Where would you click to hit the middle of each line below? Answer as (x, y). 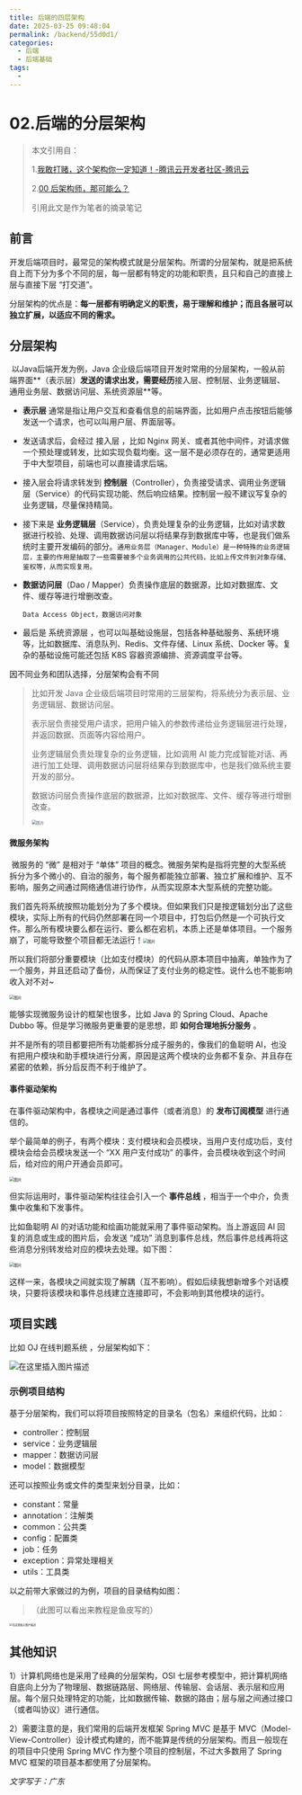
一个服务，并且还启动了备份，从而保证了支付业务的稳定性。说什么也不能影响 (151, 970)
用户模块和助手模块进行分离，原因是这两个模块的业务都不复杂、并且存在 (159, 1055)
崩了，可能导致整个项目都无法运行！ (76, 940)
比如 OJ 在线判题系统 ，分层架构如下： (81, 1347)
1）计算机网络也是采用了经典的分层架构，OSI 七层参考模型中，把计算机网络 (149, 1675)
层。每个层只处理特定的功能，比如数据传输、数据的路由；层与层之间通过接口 (151, 1698)
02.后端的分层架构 (77, 123)
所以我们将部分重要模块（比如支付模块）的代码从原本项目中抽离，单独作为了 (151, 959)
